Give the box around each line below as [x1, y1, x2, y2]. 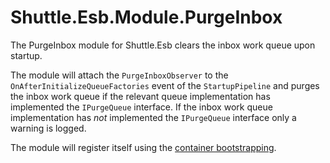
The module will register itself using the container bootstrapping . [10, 141, 277, 153]
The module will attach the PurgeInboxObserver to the [10, 69, 229, 81]
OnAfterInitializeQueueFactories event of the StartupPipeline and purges [10, 79, 320, 91]
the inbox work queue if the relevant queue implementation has [10, 90, 271, 102]
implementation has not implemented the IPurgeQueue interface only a [10, 111, 297, 123]
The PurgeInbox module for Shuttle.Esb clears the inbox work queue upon [10, 39, 316, 51]
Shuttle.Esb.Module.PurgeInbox [10, 6, 283, 29]
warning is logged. [10, 122, 87, 134]
